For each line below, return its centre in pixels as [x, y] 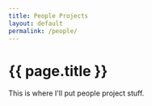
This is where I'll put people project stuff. [76, 93]
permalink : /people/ [43, 31]
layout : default [36, 23]
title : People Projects [49, 16]
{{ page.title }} [58, 71]
